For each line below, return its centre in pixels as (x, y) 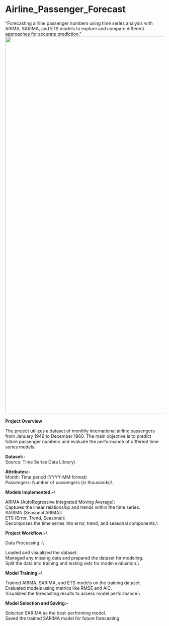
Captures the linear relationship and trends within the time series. (73, 507)
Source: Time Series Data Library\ (40, 462)
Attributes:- (18, 472)
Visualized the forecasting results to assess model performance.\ (73, 593)
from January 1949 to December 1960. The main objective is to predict (78, 436)
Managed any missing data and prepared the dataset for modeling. (74, 558)
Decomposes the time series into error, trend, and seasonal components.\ (82, 523)
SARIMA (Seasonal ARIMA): (34, 512)
